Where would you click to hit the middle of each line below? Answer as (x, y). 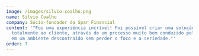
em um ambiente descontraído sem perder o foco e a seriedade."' (94, 38)
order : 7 (17, 44)
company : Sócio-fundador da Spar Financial (61, 22)
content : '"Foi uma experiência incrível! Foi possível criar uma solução (100, 28)
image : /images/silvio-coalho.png (49, 11)
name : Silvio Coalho (32, 17)
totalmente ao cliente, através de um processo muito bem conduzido (98, 33)
